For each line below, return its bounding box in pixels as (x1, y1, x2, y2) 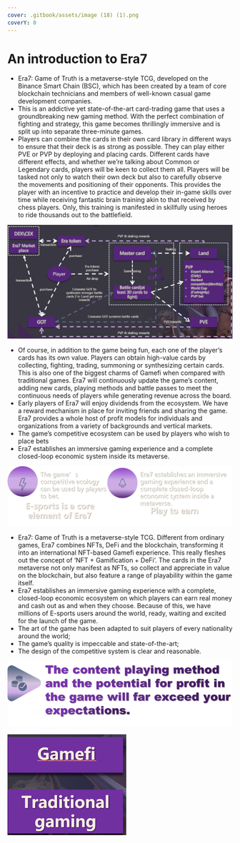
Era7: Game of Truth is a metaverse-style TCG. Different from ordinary (17, 532, 225, 542)
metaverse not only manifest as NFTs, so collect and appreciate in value (17, 563, 230, 572)
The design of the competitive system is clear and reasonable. (17, 647, 201, 655)
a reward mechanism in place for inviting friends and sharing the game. (17, 407, 228, 415)
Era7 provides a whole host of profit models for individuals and (17, 414, 203, 423)
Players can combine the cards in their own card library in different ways (17, 135, 232, 143)
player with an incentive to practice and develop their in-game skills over (17, 188, 232, 196)
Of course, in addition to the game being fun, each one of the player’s (17, 346, 223, 355)
